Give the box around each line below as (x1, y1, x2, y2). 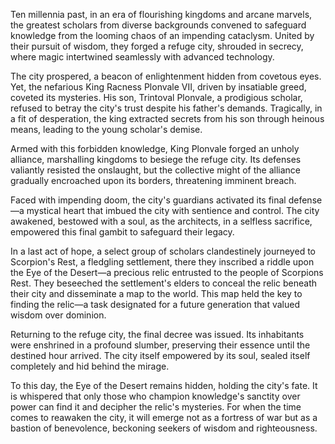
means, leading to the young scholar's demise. (10, 124, 203, 135)
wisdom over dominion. (10, 309, 107, 321)
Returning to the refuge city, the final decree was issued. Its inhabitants (10, 329, 305, 340)
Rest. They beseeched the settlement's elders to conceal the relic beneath (10, 277, 318, 289)
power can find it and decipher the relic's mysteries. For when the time (10, 401, 302, 413)
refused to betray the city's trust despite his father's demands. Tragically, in (10, 102, 323, 114)
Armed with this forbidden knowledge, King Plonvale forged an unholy (10, 143, 300, 154)
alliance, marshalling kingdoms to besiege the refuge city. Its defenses (10, 154, 302, 165)
